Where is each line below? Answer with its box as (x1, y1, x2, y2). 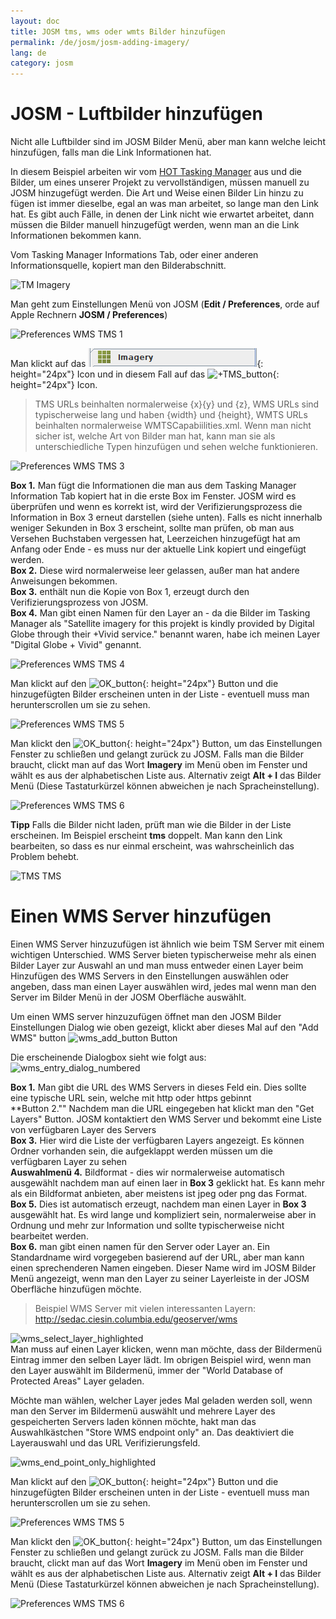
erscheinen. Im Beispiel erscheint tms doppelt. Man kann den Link (10, 830, 283, 842)
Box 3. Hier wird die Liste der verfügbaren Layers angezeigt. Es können (10, 1135, 305, 1146)
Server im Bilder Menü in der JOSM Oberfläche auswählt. (10, 991, 247, 1003)
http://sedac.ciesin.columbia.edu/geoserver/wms (34, 1313, 238, 1325)
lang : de (10, 48, 47, 58)
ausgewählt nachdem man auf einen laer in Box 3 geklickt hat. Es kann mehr (10, 1177, 325, 1189)
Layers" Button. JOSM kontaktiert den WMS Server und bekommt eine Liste (10, 1113, 322, 1125)
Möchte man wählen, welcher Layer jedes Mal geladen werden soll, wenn (10, 1395, 313, 1406)
